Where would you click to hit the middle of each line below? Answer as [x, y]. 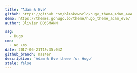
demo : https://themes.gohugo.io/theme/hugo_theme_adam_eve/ [68, 18]
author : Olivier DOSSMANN [31, 23]
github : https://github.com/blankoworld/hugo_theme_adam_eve [69, 14]
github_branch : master [28, 54]
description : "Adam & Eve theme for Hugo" [49, 58]
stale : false [18, 63]
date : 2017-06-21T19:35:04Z [34, 50]
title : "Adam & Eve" [26, 9]
